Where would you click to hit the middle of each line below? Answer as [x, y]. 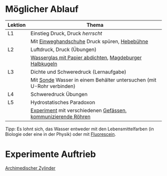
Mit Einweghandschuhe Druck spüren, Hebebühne [89, 41]
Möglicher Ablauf [42, 9]
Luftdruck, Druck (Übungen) [64, 49]
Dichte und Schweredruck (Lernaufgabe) [79, 72]
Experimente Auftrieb [50, 154]
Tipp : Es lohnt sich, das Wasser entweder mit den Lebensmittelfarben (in [80, 129]
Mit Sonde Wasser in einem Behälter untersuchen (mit [93, 80]
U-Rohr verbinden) [53, 86]
